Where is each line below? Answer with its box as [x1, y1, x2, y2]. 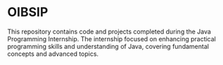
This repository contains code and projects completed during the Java [7, 27, 211, 36]
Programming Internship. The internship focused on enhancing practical [7, 34, 217, 43]
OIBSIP [7, 4, 49, 20]
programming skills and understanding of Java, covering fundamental [7, 42, 210, 50]
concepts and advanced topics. [7, 50, 99, 58]
